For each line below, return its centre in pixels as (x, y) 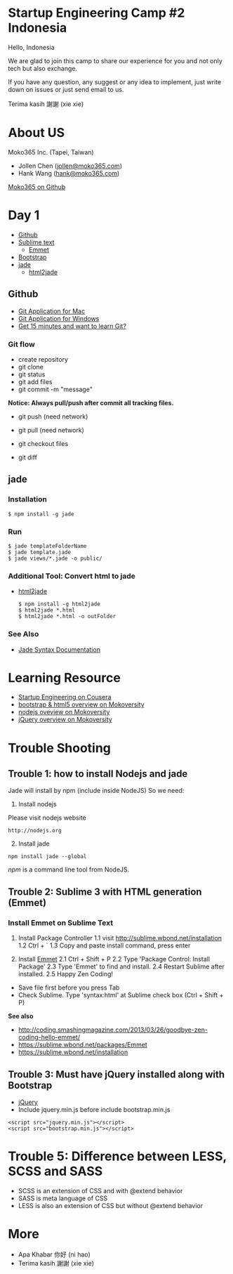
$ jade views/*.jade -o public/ (55, 558)
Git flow (22, 344)
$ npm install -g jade (41, 514)
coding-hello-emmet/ (49, 1037)
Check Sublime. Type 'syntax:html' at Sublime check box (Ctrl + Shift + (121, 995)
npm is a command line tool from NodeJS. (69, 869)
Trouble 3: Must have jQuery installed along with (116, 1074)
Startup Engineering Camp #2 (96, 13)
